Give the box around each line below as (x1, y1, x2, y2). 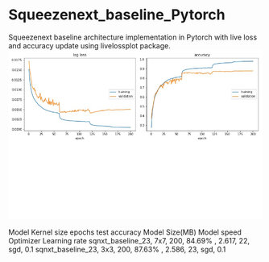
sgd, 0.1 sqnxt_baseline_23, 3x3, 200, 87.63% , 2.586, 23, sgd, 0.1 (8, 244, 226, 254)
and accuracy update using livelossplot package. (8, 40, 171, 50)
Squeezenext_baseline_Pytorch (8, 6, 226, 24)
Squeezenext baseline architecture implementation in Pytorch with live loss (8, 32, 258, 42)
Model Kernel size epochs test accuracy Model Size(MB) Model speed (8, 227, 242, 237)
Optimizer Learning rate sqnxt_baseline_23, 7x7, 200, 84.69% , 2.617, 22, (8, 235, 250, 245)
